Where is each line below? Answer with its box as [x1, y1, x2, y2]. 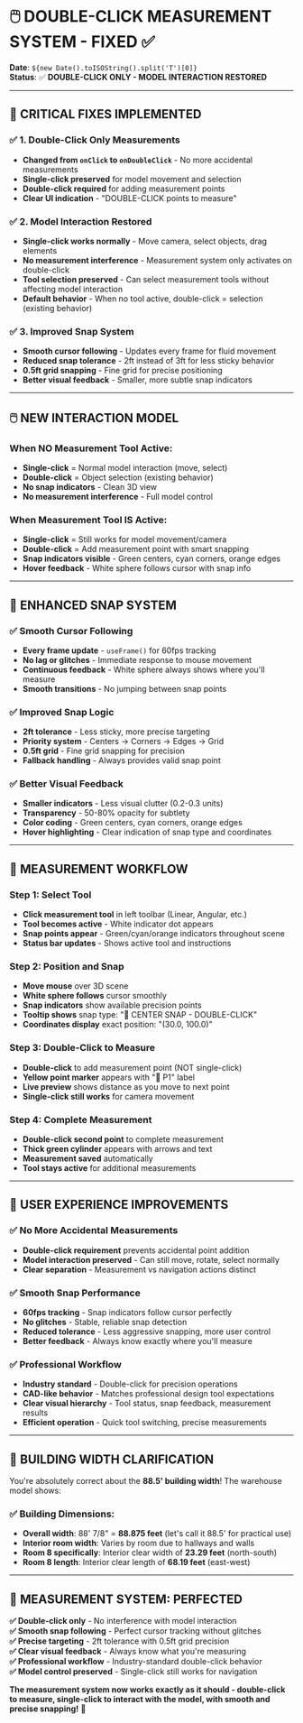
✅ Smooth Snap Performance [9, 1286, 142, 1299]
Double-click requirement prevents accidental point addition [22, 1245, 250, 1256]
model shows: [9, 1485, 61, 1497]
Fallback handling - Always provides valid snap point [22, 755, 221, 766]
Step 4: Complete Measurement [9, 1113, 152, 1126]
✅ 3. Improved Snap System [9, 325, 134, 337]
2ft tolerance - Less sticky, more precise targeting [22, 726, 210, 737]
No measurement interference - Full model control [22, 491, 214, 502]
